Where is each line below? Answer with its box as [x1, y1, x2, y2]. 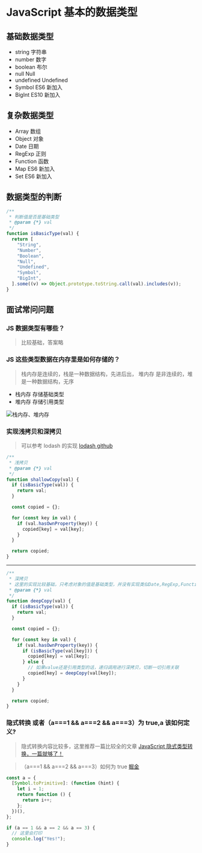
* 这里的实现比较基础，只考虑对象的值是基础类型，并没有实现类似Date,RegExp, [8, 581, 182, 587]
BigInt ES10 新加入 [14, 91, 61, 98]
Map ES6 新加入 [14, 165, 55, 172]
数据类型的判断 [6, 192, 62, 202]
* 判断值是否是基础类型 [8, 214, 60, 220]
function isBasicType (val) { [6, 231, 79, 237]
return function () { [17, 792, 71, 798]
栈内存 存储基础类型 [14, 390, 64, 397]
